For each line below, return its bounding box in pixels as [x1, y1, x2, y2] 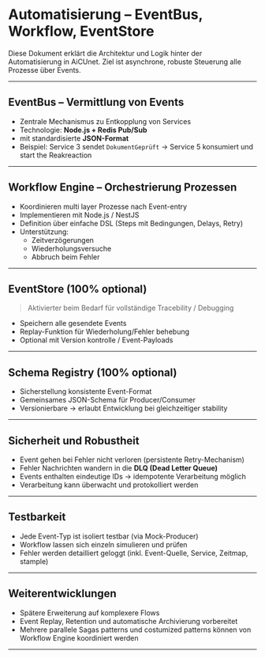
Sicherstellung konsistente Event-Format [19, 387, 152, 396]
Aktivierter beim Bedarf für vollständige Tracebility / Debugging [27, 303, 234, 313]
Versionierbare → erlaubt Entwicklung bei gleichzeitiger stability [19, 403, 228, 413]
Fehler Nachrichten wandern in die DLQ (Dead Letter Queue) [19, 463, 218, 472]
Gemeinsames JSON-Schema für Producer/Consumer [19, 395, 196, 405]
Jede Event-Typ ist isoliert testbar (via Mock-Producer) [19, 531, 199, 541]
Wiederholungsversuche [31, 244, 112, 253]
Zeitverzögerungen [31, 235, 95, 244]
